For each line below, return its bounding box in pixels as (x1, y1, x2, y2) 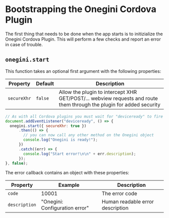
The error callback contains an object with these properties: (5, 170, 129, 176)
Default (36, 80, 54, 87)
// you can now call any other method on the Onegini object (23, 133, 154, 138)
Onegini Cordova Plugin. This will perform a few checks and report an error (5, 36, 161, 42)
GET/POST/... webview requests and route (58, 94, 158, 101)
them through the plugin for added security (58, 101, 161, 108)
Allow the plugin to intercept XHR (58, 88, 137, 95)
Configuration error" (41, 204, 89, 211)
